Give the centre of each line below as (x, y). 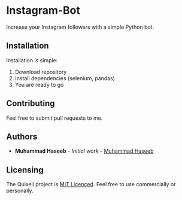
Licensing (25, 170)
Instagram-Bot (43, 10)
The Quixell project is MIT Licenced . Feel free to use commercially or (91, 184)
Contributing (31, 103)
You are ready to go (39, 84)
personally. (20, 191)
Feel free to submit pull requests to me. (54, 118)
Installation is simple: (32, 60)
